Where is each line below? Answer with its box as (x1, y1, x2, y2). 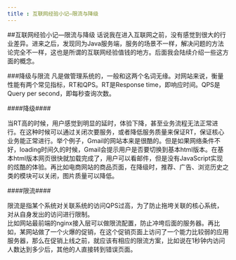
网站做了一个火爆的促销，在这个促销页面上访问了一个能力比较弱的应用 (25, 227, 229, 235)
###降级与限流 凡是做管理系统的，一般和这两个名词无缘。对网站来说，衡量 (7, 71, 224, 80)
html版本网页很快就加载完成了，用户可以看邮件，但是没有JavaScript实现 (13, 153, 223, 162)
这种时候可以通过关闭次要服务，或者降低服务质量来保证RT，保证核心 (25, 128, 225, 136)
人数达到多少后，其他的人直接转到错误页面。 (7, 245, 137, 253)
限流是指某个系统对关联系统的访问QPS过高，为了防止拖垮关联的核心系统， (7, 201, 223, 210)
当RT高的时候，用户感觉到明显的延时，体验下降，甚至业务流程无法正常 (7, 118, 213, 127)
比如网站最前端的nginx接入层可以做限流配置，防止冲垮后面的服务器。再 (7, 219, 214, 227)
